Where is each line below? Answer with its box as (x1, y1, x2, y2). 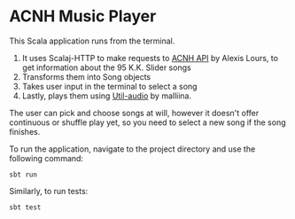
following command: (9, 153, 84, 163)
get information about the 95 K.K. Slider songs (21, 62, 192, 73)
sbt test (9, 202, 42, 212)
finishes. (9, 126, 41, 137)
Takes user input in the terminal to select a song (21, 81, 198, 91)
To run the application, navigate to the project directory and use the (9, 144, 256, 154)
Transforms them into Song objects (21, 71, 151, 82)
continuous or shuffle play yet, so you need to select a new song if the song (9, 117, 286, 128)
